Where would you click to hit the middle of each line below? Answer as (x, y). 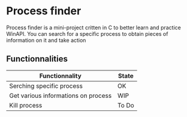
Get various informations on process (61, 96)
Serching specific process (46, 86)
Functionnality (61, 76)
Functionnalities (37, 59)
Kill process (26, 105)
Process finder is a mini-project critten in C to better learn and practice (93, 27)
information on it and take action (46, 40)
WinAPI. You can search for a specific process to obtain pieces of (87, 33)
